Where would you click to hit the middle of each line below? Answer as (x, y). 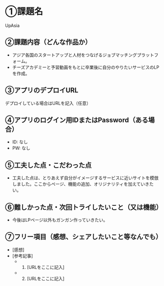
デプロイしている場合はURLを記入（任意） (48, 103)
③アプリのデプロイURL (42, 90)
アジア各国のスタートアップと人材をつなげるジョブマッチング (75, 55)
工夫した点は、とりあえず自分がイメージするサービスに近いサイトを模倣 (85, 178)
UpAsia (12, 25)
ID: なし (20, 142)
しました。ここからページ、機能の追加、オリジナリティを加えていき (81, 184)
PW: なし (21, 148)
